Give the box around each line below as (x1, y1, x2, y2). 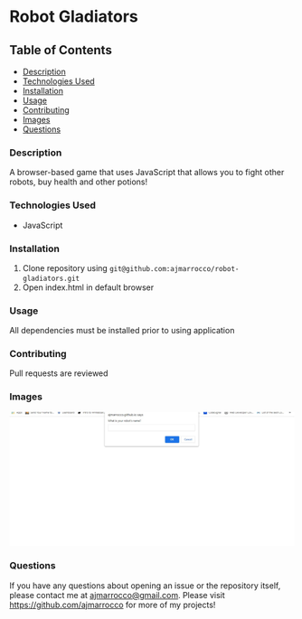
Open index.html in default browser (22, 282, 155, 293)
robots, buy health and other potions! (9, 176, 147, 187)
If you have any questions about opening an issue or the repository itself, (9, 580, 281, 591)
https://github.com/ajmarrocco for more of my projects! (9, 599, 216, 610)
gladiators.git (22, 274, 80, 283)
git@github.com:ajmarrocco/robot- (109, 264, 240, 273)
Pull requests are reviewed (9, 368, 109, 379)
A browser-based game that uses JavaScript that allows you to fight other (9, 167, 285, 178)
